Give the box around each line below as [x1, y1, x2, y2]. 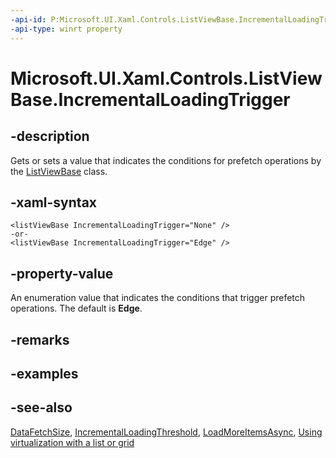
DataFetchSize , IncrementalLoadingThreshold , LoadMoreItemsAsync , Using [10, 426, 323, 438]
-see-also [10, 399, 73, 416]
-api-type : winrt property [10, 24, 123, 34]
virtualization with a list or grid [10, 436, 135, 448]
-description [10, 128, 90, 145]
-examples [10, 365, 79, 382]
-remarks [10, 331, 70, 348]
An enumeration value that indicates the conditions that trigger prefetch [10, 292, 306, 304]
